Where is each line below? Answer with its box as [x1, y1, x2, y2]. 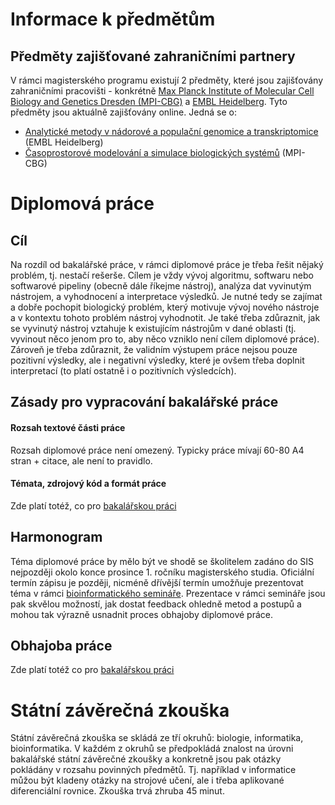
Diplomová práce [10, 193, 155, 215]
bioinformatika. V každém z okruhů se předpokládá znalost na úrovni [10, 743, 294, 755]
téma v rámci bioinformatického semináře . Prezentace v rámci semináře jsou [10, 587, 326, 599]
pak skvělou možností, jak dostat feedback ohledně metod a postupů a [10, 598, 302, 610]
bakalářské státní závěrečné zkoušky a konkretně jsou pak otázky [10, 753, 282, 765]
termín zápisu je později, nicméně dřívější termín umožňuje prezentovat [10, 576, 304, 588]
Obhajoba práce [10, 638, 113, 654]
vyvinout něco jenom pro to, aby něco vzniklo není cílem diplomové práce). [10, 333, 320, 345]
